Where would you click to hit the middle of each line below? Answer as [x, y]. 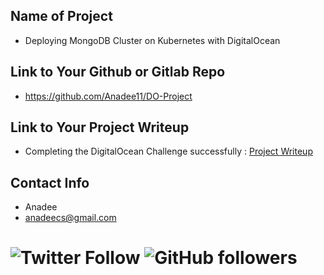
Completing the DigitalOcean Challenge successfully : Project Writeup [168, 151]
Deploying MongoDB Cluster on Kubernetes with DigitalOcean [152, 40]
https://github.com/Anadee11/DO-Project [108, 96]
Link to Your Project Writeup [100, 127]
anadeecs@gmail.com [70, 218]
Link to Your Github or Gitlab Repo [118, 72]
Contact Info [50, 182]
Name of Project [61, 16]
